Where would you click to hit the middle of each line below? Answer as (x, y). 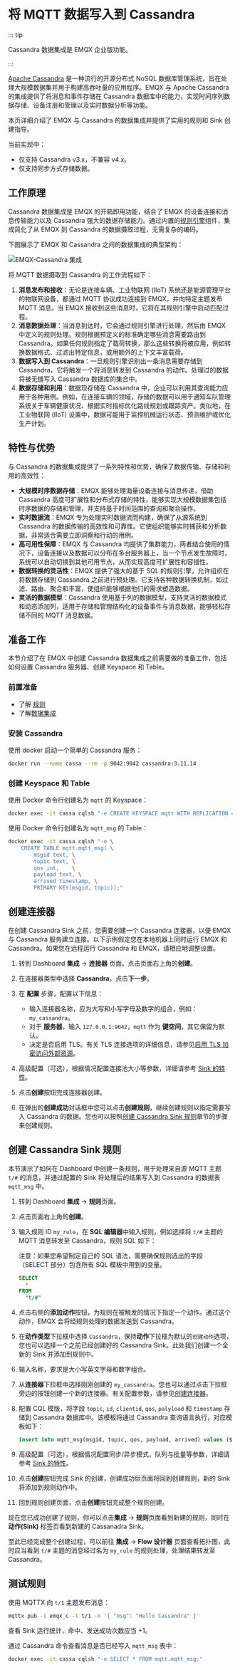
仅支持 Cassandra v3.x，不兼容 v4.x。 (74, 159)
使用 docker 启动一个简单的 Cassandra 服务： (75, 750)
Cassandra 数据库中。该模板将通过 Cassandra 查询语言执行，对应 (129, 1417)
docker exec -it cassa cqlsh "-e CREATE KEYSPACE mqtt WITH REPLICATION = (121, 814)
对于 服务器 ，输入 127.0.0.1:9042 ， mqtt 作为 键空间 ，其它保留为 (124, 1026)
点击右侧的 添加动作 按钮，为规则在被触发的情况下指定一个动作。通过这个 (124, 1312)
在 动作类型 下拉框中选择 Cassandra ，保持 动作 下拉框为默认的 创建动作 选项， (125, 1337)
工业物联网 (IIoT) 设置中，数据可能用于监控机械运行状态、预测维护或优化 (124, 414)
